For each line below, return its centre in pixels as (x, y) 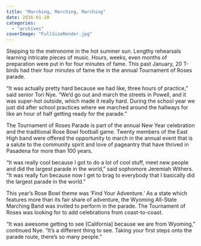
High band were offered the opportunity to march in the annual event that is (100, 138)
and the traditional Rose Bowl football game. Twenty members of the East (97, 132)
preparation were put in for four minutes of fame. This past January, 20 (94, 64)
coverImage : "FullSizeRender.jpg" (49, 34)
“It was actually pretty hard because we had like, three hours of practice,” (97, 88)
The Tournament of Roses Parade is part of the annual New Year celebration (100, 125)
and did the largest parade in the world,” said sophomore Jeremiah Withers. (100, 169)
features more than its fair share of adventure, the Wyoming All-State (91, 200)
